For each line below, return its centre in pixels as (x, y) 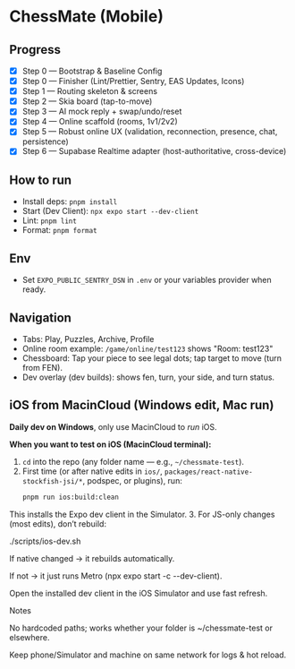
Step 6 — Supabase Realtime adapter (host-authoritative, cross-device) (154, 151)
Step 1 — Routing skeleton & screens (90, 91)
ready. (34, 289)
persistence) (45, 142)
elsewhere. (29, 637)
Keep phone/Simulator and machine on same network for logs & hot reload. (148, 655)
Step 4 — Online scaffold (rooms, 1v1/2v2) (100, 122)
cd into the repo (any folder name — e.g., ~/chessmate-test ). (133, 461)
